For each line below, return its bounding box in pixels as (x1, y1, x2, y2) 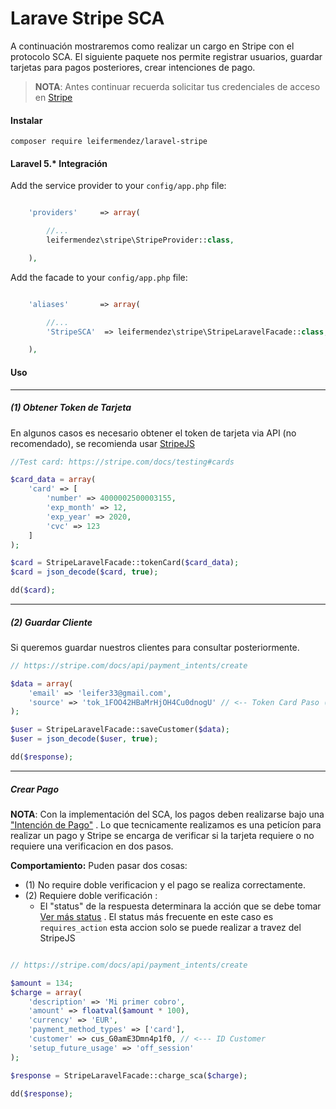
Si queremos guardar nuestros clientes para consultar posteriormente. (10, 641, 300, 653)
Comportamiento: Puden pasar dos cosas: (10, 859, 188, 871)
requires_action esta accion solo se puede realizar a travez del (39, 921, 302, 933)
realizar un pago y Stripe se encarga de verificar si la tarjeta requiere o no (10, 829, 315, 841)
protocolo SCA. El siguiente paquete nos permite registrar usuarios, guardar (10, 50, 323, 62)
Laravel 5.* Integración (10, 157, 108, 169)
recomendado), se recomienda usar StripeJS (10, 437, 195, 449)
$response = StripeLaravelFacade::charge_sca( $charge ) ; (10, 1070, 248, 1081)
